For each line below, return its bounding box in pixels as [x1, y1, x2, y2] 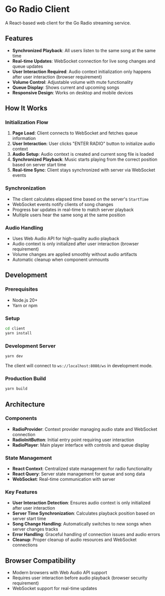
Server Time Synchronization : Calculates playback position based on [12, 510, 155, 517]
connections [12, 542, 38, 548]
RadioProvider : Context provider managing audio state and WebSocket [12, 426, 158, 432]
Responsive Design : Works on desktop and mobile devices [12, 89, 133, 95]
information [12, 135, 36, 141]
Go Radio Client [5, 3, 70, 15]
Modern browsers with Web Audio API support [12, 570, 107, 576]
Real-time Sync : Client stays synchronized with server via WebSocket [12, 167, 156, 173]
